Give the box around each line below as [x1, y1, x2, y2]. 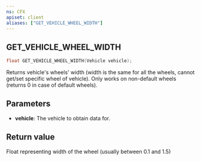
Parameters [6, 99, 51, 109]
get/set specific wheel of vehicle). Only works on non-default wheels [6, 75, 176, 83]
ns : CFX [6, 8, 26, 15]
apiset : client [6, 14, 44, 20]
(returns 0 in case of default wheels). [6, 81, 98, 89]
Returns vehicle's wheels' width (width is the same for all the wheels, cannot [6, 69, 195, 76]
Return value [6, 132, 55, 142]
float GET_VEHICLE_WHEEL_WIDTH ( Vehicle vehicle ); [6, 58, 133, 64]
